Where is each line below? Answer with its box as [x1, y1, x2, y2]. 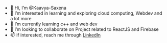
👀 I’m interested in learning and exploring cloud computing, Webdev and [10, 10, 162, 16]
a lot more [10, 16, 32, 21]
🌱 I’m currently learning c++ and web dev [10, 21, 98, 27]
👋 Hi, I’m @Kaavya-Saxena [10, 5, 66, 11]
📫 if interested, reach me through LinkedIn [10, 32, 101, 38]
